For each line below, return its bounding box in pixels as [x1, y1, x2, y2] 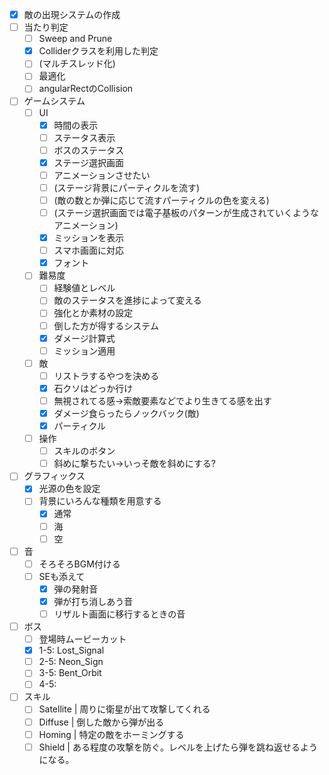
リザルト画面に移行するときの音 [53, 608, 186, 620]
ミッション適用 [53, 344, 116, 357]
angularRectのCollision [38, 83, 134, 95]
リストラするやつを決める [53, 369, 160, 382]
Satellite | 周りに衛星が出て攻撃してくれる [38, 703, 211, 715]
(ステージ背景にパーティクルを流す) [53, 181, 201, 193]
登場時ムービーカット [38, 633, 127, 645]
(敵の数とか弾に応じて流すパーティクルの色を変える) [53, 194, 270, 206]
